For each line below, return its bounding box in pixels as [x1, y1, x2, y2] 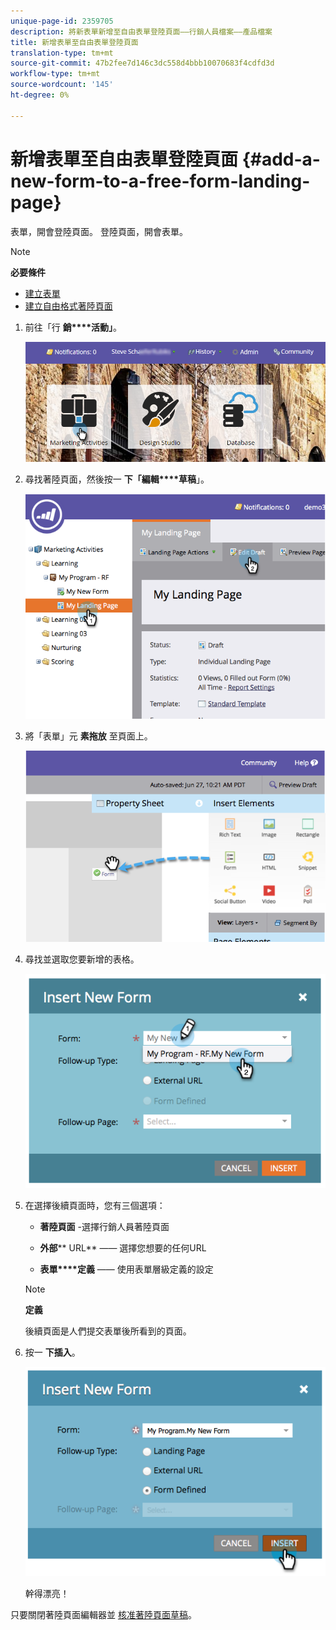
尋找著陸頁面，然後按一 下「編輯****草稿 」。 [24, 473, 210, 485]
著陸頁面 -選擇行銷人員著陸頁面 [39, 1221, 170, 1233]
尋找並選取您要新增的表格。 [24, 953, 140, 965]
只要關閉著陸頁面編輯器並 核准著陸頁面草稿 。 [10, 1609, 197, 1621]
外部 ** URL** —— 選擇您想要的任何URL [39, 1242, 207, 1254]
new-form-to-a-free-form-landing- [10, 170, 311, 192]
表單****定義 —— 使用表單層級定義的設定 [39, 1263, 214, 1275]
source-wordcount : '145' [10, 80, 114, 90]
